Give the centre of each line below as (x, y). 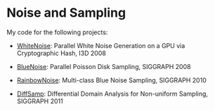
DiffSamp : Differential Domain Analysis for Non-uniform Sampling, (112, 94)
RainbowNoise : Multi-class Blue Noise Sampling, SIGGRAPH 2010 (111, 80)
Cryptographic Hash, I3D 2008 (61, 53)
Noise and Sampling (66, 13)
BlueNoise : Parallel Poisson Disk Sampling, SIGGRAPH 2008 (104, 66)
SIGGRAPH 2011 (40, 101)
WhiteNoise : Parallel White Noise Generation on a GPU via (101, 45)
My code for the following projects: (57, 32)
